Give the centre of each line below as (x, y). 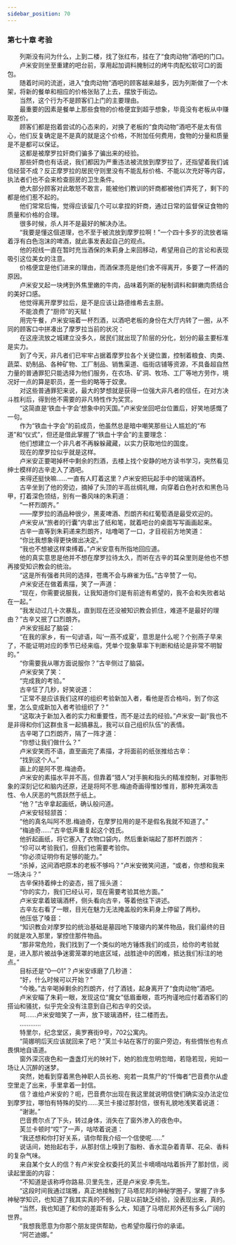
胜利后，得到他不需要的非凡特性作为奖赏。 (75, 399)
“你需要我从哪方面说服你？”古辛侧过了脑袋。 (84, 663)
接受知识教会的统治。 (44, 566)
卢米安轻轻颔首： (44, 812)
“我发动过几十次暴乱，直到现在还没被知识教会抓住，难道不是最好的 (116, 610)
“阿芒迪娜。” (36, 1234)
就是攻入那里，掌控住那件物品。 (59, 936)
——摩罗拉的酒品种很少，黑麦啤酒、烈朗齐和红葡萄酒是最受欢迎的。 (118, 513)
